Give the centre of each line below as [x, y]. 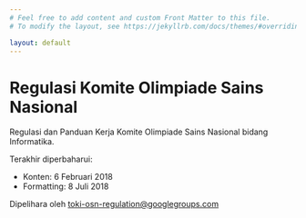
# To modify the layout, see [65, 26]
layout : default [40, 43]
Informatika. [32, 142]
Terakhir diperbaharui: [51, 159]
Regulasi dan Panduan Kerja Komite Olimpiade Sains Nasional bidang [139, 132]
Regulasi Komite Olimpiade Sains [137, 88]
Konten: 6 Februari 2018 [68, 177]
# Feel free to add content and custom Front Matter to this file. [140, 18]
